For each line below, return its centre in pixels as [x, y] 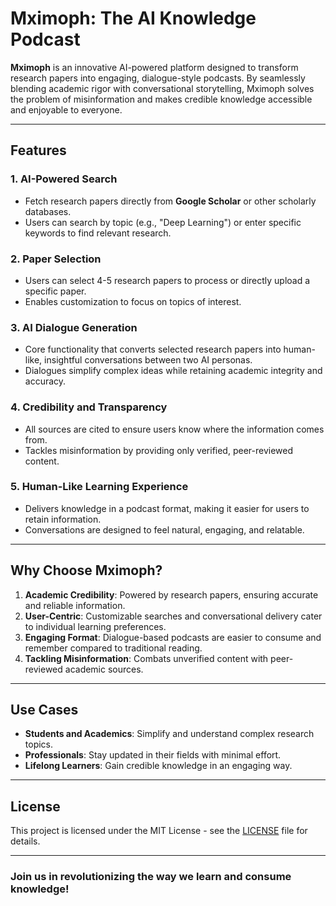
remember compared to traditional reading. [113, 648]
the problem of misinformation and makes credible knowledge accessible [161, 99]
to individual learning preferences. [95, 626]
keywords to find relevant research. [98, 233]
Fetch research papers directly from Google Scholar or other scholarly [170, 201]
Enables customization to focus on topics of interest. [133, 301]
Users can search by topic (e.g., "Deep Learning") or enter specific [163, 222]
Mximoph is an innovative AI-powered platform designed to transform [154, 67]
